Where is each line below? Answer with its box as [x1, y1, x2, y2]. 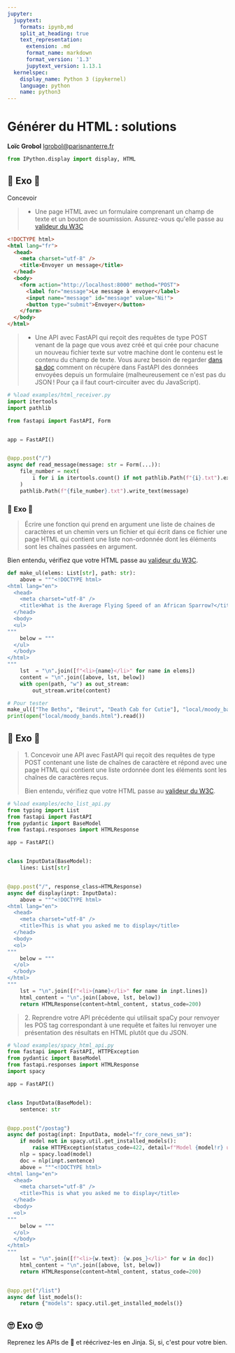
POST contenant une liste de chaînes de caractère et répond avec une [24, 758, 227, 766]
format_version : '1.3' [25, 56, 92, 63]
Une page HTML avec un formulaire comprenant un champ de [34, 207, 214, 215]
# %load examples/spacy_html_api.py [7, 1041, 114, 1049]
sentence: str [20, 1106, 61, 1113]
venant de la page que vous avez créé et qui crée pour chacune [34, 341, 219, 349]
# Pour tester [7, 700, 49, 707]
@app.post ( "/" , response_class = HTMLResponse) [7, 883, 142, 890]
